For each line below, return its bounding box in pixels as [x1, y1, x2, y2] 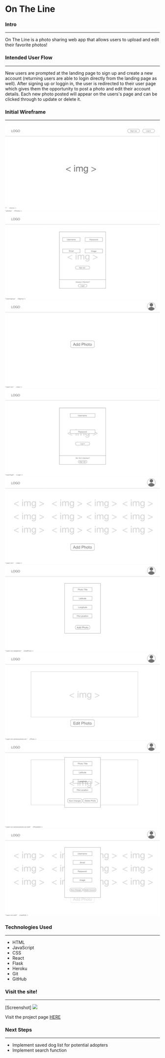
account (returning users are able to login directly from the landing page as [5, 75, 157, 81]
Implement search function [12, 1047, 67, 1053]
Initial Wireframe [5, 108, 46, 115]
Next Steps [5, 1027, 32, 1033]
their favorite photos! [5, 42, 48, 48]
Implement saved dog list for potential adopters [12, 1042, 108, 1048]
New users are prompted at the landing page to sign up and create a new [5, 70, 153, 76]
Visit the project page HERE [5, 1014, 61, 1020]
